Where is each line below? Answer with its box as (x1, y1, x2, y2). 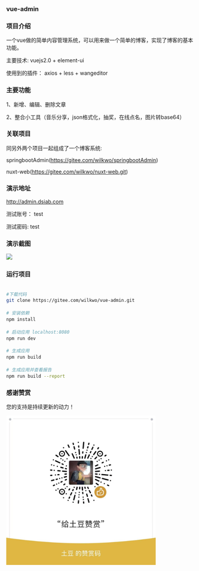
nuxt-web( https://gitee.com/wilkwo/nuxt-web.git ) (6, 168, 128, 175)
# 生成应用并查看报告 (6, 367, 52, 373)
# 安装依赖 (6, 310, 30, 316)
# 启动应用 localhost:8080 (6, 329, 70, 335)
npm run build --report (6, 373, 66, 379)
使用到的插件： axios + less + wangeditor (6, 69, 108, 77)
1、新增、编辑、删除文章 (6, 100, 66, 108)
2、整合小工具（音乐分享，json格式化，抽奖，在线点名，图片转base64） (6, 113, 185, 121)
